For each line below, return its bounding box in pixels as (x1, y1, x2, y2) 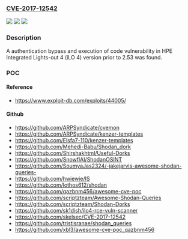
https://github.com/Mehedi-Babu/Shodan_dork (14, 143, 131, 150)
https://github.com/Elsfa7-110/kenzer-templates (14, 136, 133, 144)
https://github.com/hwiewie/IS (14, 175, 90, 182)
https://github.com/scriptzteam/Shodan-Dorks (14, 200, 130, 208)
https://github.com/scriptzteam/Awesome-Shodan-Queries (14, 194, 162, 201)
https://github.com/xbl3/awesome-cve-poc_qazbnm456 (14, 226, 155, 233)
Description (6, 34, 41, 42)
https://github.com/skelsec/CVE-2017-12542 (14, 213, 126, 220)
